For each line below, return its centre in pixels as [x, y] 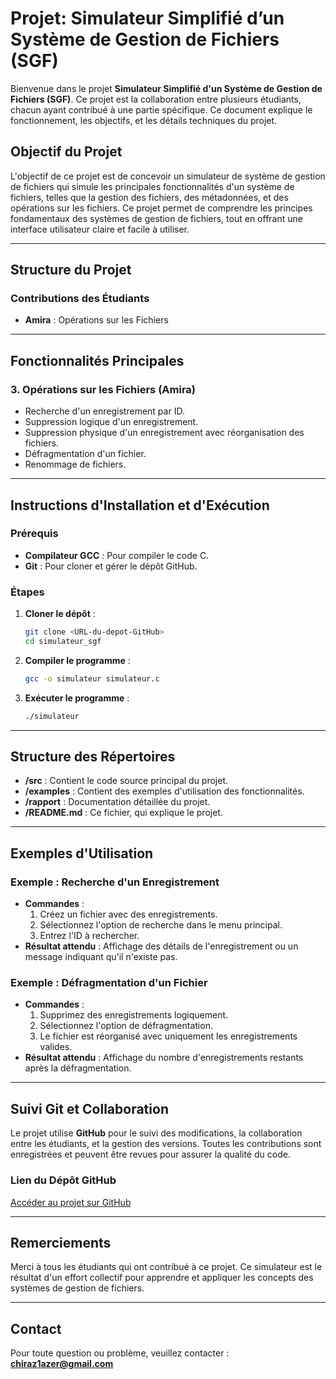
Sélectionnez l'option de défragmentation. [126, 1026]
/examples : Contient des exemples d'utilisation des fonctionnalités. [164, 791]
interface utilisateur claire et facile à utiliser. [100, 229]
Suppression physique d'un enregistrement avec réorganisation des [164, 433]
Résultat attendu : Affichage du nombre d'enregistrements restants [164, 1058]
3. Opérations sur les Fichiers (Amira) [103, 389]
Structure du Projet [71, 270]
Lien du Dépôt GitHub [63, 1180]
